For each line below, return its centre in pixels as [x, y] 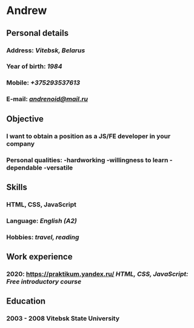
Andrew [27, 11]
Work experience [39, 257]
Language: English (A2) [42, 220]
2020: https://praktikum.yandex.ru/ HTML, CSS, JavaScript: [97, 274]
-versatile [58, 168]
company [21, 143]
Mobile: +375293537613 [43, 83]
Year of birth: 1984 [34, 66]
